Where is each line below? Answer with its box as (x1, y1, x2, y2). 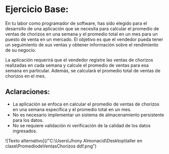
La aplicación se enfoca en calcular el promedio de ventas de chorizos (12, 101, 160, 107)
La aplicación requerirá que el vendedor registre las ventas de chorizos (5, 57, 153, 63)
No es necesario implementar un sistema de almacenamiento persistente (12, 112, 164, 118)
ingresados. (12, 128, 37, 134)
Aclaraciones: (5, 87, 50, 96)
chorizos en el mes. (5, 73, 46, 79)
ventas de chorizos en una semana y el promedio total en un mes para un (5, 31, 158, 37)
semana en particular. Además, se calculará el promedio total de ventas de (5, 67, 160, 74)
